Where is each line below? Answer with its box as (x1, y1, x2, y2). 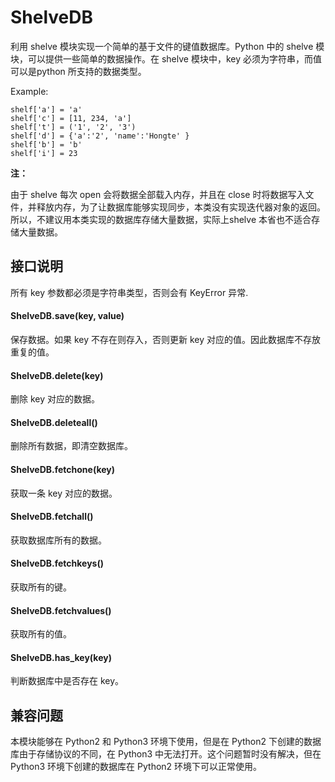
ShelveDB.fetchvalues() (10, 604, 112, 616)
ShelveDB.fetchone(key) (10, 463, 116, 475)
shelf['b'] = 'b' (10, 139, 83, 150)
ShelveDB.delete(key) (10, 369, 104, 381)
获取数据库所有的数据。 (10, 534, 107, 546)
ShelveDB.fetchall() (10, 511, 94, 523)
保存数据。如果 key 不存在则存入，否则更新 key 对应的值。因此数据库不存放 (10, 333, 322, 345)
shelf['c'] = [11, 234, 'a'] (10, 113, 132, 123)
